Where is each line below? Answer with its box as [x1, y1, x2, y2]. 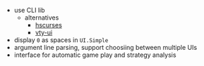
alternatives [24, 13, 59, 22]
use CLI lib [13, 6, 45, 14]
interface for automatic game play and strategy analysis [13, 51, 176, 59]
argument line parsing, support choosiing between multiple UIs [13, 44, 198, 51]
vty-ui [35, 28, 53, 37]
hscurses [35, 21, 62, 29]
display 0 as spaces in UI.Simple [13, 36, 109, 44]
